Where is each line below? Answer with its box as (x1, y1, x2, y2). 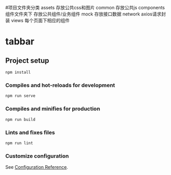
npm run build (5, 117, 36, 122)
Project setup (5, 56, 50, 65)
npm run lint (5, 141, 33, 146)
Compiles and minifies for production (5, 105, 100, 112)
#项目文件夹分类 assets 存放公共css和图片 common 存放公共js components (5, 5, 165, 10)
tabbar (5, 36, 34, 47)
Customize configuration (5, 152, 69, 160)
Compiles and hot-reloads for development (5, 81, 116, 89)
